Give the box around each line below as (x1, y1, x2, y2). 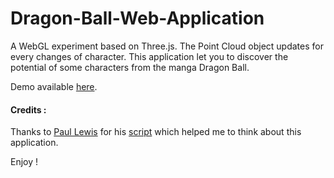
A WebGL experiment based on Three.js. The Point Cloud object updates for (10, 40, 324, 52)
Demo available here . (10, 80, 98, 92)
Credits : (10, 103, 47, 116)
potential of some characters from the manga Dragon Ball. (10, 61, 250, 73)
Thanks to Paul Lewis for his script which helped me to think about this (10, 126, 302, 138)
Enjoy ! (10, 156, 39, 168)
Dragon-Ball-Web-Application (10, 7, 265, 30)
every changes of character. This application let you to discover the (10, 50, 289, 62)
